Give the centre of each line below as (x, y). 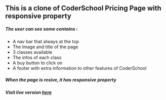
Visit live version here (29, 92)
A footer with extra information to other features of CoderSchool (79, 68)
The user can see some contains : (41, 29)
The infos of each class (37, 58)
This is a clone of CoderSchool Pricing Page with (84, 8)
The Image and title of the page (45, 47)
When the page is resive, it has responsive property (61, 79)
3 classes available (32, 52)
